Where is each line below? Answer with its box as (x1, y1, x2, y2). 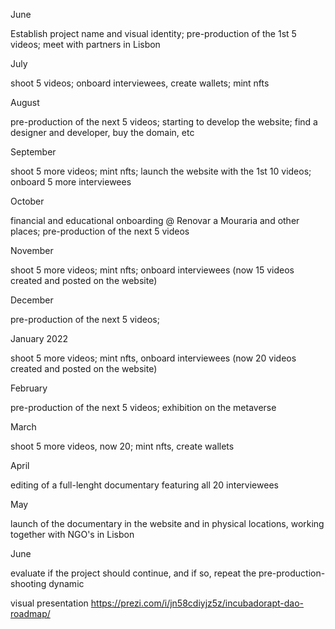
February (10, 382, 48, 394)
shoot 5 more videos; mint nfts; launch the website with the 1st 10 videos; (10, 165, 312, 177)
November (10, 245, 54, 256)
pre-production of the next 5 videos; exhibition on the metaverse (10, 402, 277, 413)
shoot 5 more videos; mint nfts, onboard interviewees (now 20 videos (10, 352, 297, 364)
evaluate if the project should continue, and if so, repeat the (10, 567, 257, 579)
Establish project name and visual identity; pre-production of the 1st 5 (10, 28, 297, 39)
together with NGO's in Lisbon (10, 529, 135, 540)
